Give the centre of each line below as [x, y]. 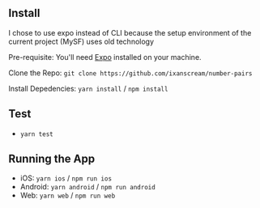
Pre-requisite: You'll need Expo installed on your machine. [105, 57]
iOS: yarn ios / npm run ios [66, 178]
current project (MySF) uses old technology [81, 41]
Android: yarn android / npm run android [87, 187]
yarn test [37, 134]
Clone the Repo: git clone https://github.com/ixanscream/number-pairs [130, 73]
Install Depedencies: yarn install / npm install [88, 88]
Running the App [52, 159]
